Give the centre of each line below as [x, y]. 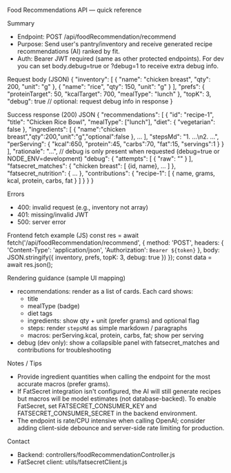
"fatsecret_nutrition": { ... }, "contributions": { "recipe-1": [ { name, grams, [111, 173]
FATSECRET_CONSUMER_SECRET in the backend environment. [107, 413]
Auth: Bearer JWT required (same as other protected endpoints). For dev [120, 59]
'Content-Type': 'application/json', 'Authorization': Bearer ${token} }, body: [113, 250]
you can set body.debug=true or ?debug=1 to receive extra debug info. [118, 66]
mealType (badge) [54, 306]
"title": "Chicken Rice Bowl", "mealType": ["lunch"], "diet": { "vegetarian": [111, 122]
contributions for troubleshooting [64, 350]
